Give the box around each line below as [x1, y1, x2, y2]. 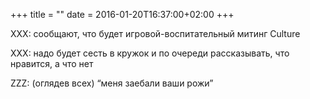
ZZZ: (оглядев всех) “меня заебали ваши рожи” [10, 77, 214, 89]
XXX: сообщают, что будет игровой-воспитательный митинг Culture [10, 28, 301, 39]
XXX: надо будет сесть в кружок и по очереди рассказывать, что [10, 47, 290, 59]
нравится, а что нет [10, 58, 94, 69]
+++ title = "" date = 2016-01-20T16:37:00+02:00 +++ [10, 9, 235, 20]
